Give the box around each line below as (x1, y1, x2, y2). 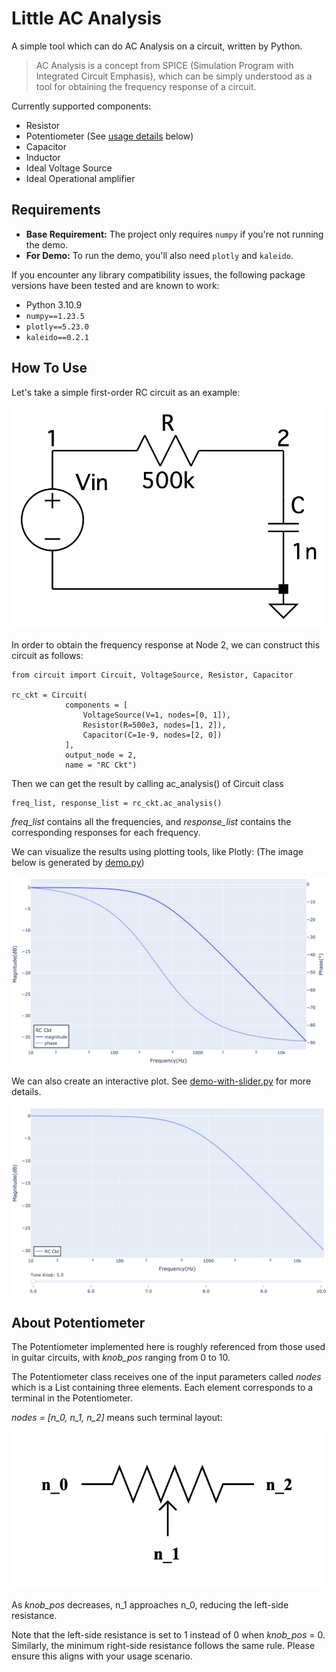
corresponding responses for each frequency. (11, 827, 201, 839)
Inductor (25, 151, 61, 163)
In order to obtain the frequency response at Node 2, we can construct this (11, 639, 321, 651)
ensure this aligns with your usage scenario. (11, 1650, 193, 1662)
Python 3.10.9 (25, 298, 83, 311)
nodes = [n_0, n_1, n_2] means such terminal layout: (11, 1412, 223, 1424)
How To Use (11, 360, 88, 377)
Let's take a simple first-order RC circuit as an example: (11, 386, 241, 398)
